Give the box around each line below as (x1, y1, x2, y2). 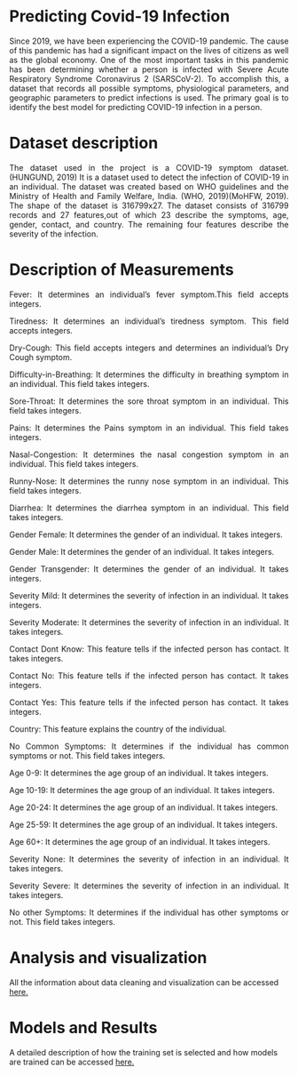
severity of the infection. (9, 229, 99, 239)
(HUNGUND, (9, 172, 55, 182)
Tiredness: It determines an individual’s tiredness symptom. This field (9, 316, 289, 326)
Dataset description (9, 133, 159, 153)
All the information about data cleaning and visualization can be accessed (9, 976, 279, 988)
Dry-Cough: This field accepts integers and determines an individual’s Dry (9, 342, 289, 353)
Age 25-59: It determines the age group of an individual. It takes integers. (9, 819, 278, 830)
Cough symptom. (9, 351, 73, 362)
